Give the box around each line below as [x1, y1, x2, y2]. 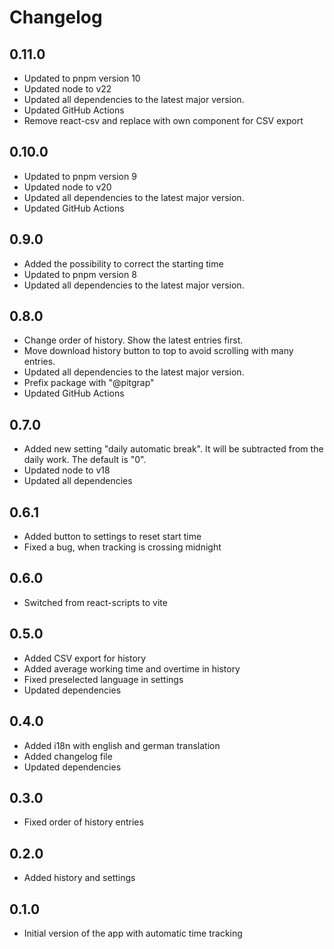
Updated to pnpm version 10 [23, 72, 141, 84]
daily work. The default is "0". [23, 454, 147, 466]
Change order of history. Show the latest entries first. [23, 334, 244, 346]
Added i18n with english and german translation [23, 739, 221, 751]
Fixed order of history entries [23, 816, 144, 828]
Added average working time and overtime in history [23, 662, 241, 675]
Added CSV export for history [23, 652, 147, 664]
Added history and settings [23, 872, 136, 884]
